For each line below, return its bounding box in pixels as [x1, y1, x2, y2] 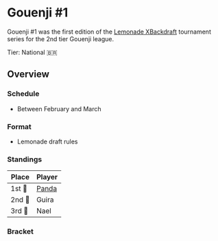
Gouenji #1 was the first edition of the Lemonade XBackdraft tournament [7, 27, 211, 36]
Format [7, 122, 32, 131]
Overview [7, 69, 50, 80]
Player [36, 172, 58, 182]
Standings [7, 154, 43, 164]
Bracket [7, 227, 34, 236]
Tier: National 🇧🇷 [7, 48, 58, 56]
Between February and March [16, 104, 101, 113]
